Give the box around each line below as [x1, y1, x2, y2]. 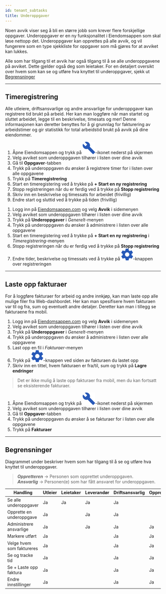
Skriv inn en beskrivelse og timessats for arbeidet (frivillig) [12, 192, 131, 198]
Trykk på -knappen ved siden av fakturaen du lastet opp [12, 357, 139, 363]
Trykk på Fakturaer [12, 426, 52, 432]
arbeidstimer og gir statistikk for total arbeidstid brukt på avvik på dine [5, 127, 148, 133]
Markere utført [7, 533, 37, 539]
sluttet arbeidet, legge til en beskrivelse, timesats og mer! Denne [5, 116, 137, 122]
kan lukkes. [5, 48, 29, 54]
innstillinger [7, 582, 31, 588]
